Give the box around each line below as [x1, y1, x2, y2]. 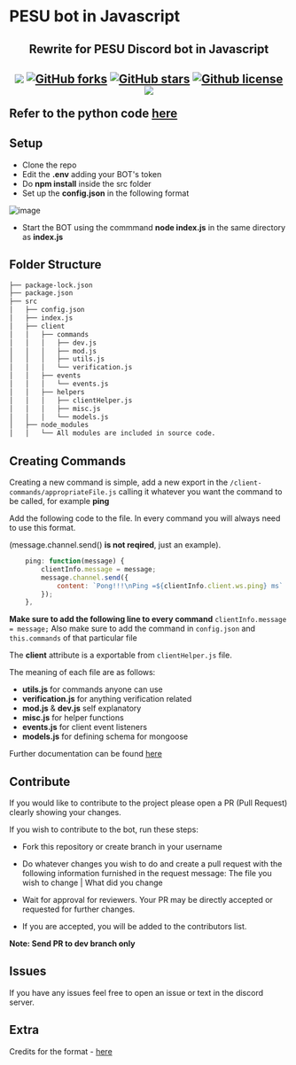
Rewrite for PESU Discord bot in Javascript [28, 42, 269, 57]
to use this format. [9, 523, 76, 533]
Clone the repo [21, 159, 77, 170]
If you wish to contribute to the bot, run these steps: [9, 824, 199, 835]
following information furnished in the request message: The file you [21, 868, 272, 879]
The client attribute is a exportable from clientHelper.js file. [9, 649, 232, 661]
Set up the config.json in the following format [21, 188, 190, 198]
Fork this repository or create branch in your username [21, 842, 223, 852]
